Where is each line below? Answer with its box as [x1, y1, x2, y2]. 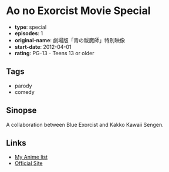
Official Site [14, 160, 43, 167]
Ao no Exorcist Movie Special [6, 4, 151, 18]
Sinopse [6, 106, 37, 116]
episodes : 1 [14, 29, 43, 36]
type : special [14, 23, 47, 31]
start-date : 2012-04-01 [14, 43, 72, 50]
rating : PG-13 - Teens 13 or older [14, 49, 94, 56]
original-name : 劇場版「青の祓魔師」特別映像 [14, 36, 125, 43]
